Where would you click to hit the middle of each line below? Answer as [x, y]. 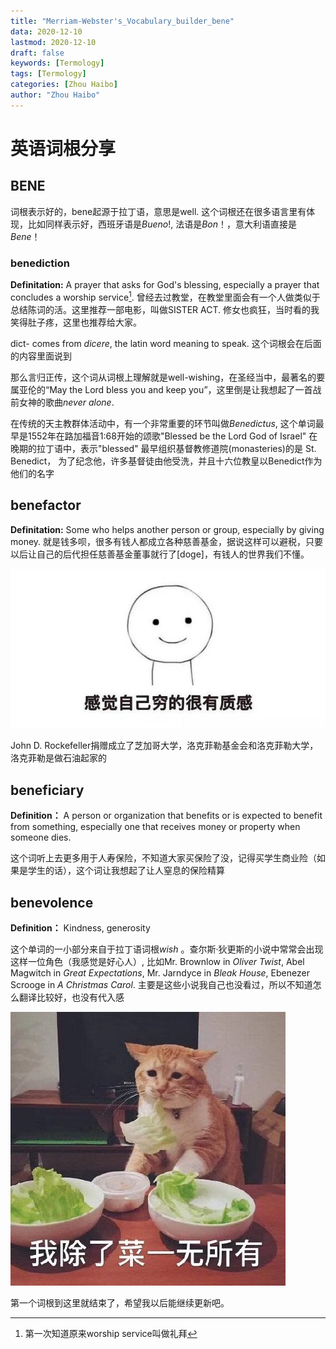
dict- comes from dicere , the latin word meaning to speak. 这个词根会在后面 [166, 343]
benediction [40, 263]
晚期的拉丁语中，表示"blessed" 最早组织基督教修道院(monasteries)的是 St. [163, 448]
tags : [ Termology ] [48, 74]
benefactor [46, 505]
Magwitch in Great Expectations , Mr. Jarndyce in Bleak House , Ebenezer [160, 972]
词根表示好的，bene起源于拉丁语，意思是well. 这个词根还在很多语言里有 [158, 211]
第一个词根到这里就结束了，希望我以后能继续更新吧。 [120, 1302]
